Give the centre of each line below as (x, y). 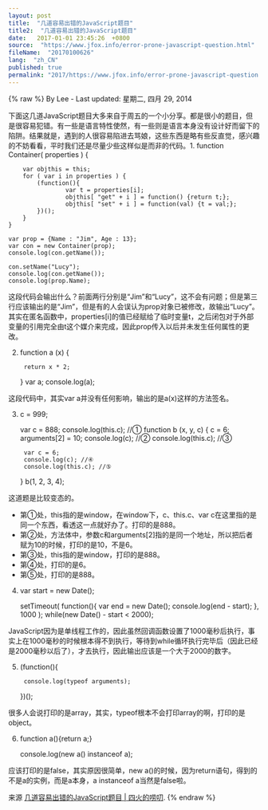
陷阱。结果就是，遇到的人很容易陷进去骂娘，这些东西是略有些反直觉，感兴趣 (134, 136)
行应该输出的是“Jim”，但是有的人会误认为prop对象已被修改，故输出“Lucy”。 (134, 306)
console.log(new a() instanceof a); (76, 753)
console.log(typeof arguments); (77, 681)
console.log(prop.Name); (49, 281)
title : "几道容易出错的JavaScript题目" (71, 23)
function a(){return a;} (56, 738)
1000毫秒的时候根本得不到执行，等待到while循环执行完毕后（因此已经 (144, 641)
